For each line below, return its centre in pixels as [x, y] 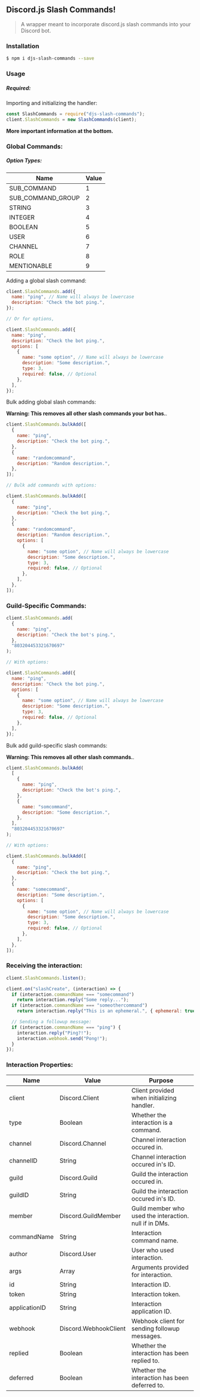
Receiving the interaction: [44, 965]
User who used [153, 1250]
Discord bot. [36, 30]
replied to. [145, 1361]
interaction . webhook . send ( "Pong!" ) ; [62, 1038]
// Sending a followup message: [52, 1022]
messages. [146, 1336]
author [18, 1254]
